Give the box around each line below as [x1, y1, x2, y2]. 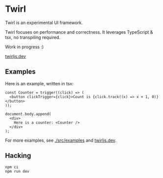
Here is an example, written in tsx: [5, 80, 73, 86]
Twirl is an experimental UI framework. [5, 20, 83, 25]
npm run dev [5, 169, 29, 174]
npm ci [5, 164, 19, 170]
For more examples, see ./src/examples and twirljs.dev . [5, 137, 116, 143]
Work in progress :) [5, 44, 44, 50]
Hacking [5, 152, 31, 160]
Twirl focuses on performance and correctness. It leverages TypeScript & [5, 29, 153, 35]
